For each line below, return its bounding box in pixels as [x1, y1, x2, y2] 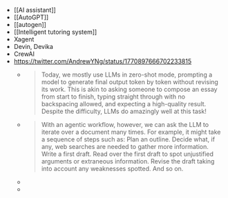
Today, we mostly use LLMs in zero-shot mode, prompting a [41, 70, 213, 79]
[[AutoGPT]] [13, 13, 49, 21]
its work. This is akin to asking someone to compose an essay [41, 86, 218, 93]
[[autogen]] [13, 21, 47, 28]
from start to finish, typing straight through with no [41, 92, 185, 101]
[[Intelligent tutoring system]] [13, 28, 97, 36]
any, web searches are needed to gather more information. [41, 143, 209, 150]
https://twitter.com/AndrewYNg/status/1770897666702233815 [13, 57, 192, 65]
